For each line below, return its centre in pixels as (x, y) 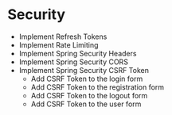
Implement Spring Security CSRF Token (84, 70)
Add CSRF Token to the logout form (89, 95)
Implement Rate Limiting (59, 44)
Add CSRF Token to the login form (87, 79)
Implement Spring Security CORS (74, 62)
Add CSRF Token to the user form (86, 104)
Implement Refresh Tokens (63, 36)
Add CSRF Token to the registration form (98, 87)
